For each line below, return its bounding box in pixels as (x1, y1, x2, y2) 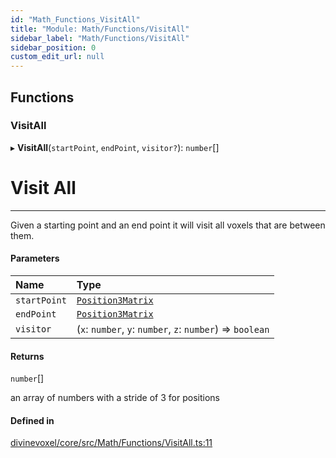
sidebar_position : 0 (10, 42, 97, 53)
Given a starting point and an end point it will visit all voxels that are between (10, 219, 326, 231)
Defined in (10, 414, 55, 426)
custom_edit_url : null (10, 52, 105, 62)
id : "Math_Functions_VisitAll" (10, 14, 141, 25)
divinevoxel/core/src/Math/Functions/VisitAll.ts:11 (10, 437, 213, 449)
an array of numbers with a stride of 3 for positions (10, 392, 220, 404)
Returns (10, 350, 45, 362)
